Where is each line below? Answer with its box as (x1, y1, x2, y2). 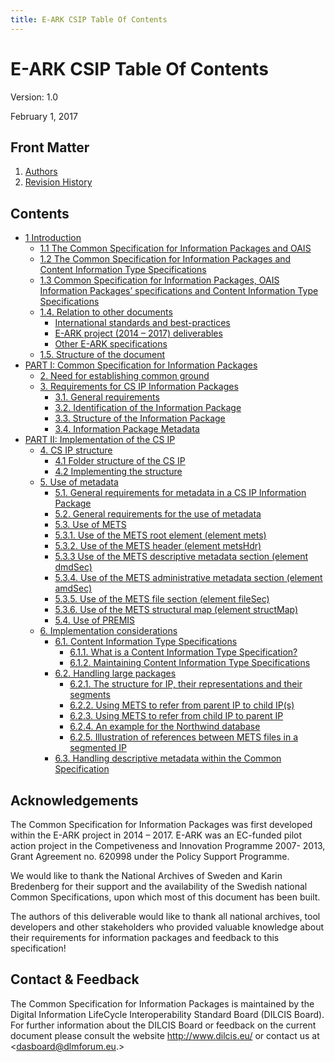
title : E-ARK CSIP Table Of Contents (10, 14, 168, 25)
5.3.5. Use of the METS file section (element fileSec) (54, 593, 270, 605)
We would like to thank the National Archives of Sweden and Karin (10, 870, 283, 881)
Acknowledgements (10, 792, 139, 809)
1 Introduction (24, 232, 82, 244)
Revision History (24, 176, 93, 188)
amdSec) (54, 582, 93, 595)
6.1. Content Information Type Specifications (54, 636, 238, 648)
